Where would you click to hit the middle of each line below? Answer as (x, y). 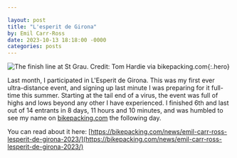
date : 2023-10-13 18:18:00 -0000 (57, 40)
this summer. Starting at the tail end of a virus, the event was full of (120, 96)
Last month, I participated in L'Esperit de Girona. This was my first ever (111, 80)
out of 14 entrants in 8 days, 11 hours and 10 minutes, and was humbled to (115, 111)
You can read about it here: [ (49, 132)
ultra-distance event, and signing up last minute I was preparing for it (109, 88)
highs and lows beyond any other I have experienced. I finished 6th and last (118, 103)
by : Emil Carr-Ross (36, 33)
